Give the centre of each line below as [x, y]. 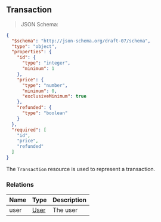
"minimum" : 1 [38, 69]
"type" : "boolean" [45, 113]
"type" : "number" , [45, 85]
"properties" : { [32, 52]
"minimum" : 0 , [40, 91]
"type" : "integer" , [46, 63]
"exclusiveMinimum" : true [54, 96]
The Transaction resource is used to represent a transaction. [81, 169]
